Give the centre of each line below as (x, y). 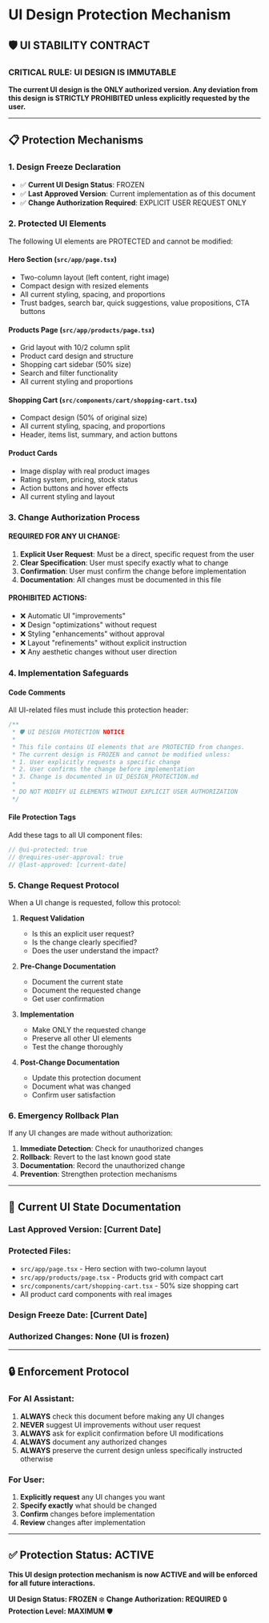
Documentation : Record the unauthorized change (102, 1166)
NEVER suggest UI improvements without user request (110, 1424)
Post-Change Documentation (70, 1062)
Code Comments (37, 692)
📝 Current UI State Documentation (95, 1207)
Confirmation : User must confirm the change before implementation (133, 571)
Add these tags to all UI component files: (75, 835)
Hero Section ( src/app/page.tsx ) (63, 260)
